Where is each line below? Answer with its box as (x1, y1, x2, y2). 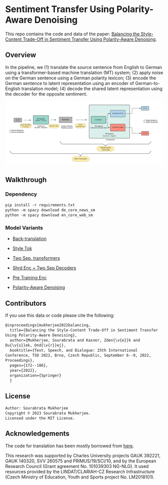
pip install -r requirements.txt (5, 203, 75, 208)
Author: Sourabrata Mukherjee (5, 406, 69, 411)
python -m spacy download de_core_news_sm (5, 208, 95, 213)
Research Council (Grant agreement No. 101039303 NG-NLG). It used (5, 463, 149, 469)
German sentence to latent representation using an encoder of (5, 80, 134, 86)
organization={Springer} (10, 373, 62, 378)
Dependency (5, 190, 38, 197)
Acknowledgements (5, 429, 70, 438)
